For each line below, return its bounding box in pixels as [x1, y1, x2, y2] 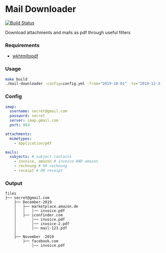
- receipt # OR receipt [14, 168, 63, 173]
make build [5, 77, 28, 82]
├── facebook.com [23, 239, 58, 244]
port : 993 [9, 123, 30, 128]
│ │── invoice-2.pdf [14, 221, 70, 226]
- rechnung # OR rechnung [14, 163, 68, 169]
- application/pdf [14, 141, 52, 146]
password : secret [9, 113, 45, 118]
